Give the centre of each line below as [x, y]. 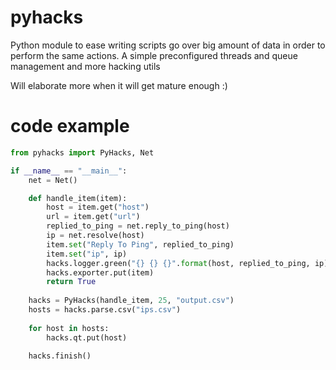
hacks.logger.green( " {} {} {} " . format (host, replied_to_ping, [178, 263]
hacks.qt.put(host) [87, 337]
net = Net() [53, 180]
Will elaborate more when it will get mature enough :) [119, 85]
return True [71, 282]
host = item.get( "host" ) [98, 207]
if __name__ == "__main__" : [69, 171]
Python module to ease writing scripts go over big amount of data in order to [168, 45]
